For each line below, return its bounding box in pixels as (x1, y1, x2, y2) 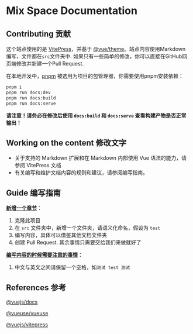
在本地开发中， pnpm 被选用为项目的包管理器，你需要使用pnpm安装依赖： (6, 73, 184, 80)
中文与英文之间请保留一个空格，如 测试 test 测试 (14, 264, 130, 271)
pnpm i (6, 84, 22, 90)
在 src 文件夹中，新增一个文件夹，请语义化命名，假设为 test (14, 224, 161, 232)
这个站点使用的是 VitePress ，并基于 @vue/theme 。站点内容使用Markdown (6, 46, 186, 52)
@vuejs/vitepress (6, 321, 49, 328)
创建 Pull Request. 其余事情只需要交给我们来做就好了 (14, 239, 142, 246)
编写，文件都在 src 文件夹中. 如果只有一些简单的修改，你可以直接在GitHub (6, 53, 182, 60)
